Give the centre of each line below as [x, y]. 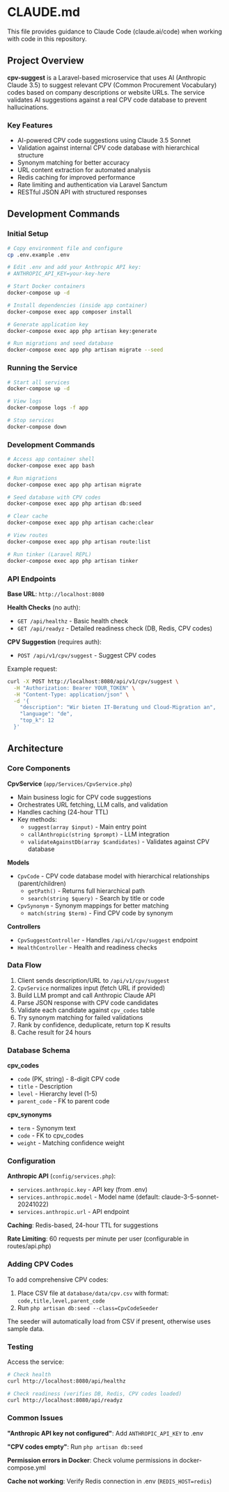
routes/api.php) [29, 1246]
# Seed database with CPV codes [54, 497]
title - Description [45, 1087]
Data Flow [24, 965]
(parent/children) [41, 883]
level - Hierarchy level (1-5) [57, 1094]
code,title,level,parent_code [61, 1301]
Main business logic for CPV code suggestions [84, 797]
